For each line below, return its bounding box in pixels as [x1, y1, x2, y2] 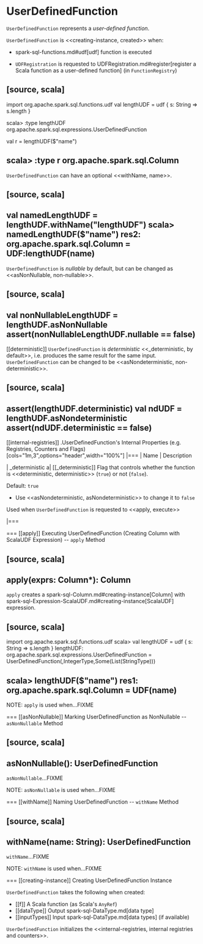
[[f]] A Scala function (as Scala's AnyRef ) [15, 900, 117, 908]
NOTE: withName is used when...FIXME [6, 865, 102, 872]
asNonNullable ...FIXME [6, 774, 63, 782]
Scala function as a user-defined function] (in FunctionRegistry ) [15, 66, 177, 74]
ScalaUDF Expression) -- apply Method [6, 536, 105, 544]
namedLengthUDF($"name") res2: [6, 229, 141, 240]
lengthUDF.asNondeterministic [6, 413, 128, 424]
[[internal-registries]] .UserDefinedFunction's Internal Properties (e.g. [6, 439, 182, 446]
